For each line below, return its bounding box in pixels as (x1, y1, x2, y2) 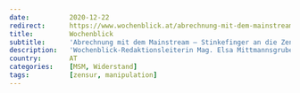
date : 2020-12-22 (9, 12, 110, 22)
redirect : (9, 21, 46, 30)
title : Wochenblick (9, 29, 114, 38)
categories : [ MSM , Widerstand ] (9, 63, 138, 72)
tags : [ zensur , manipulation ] (9, 71, 158, 80)
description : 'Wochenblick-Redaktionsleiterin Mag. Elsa (9, 46, 234, 55)
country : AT (9, 54, 78, 63)
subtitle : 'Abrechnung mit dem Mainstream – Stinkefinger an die (9, 37, 278, 47)
